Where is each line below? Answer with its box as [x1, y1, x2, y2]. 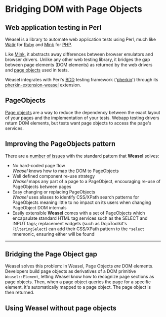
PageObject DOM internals [12, 204, 67, 210]
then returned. [5, 289, 35, 296]
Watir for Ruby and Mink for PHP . [5, 42, 73, 48]
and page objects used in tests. [5, 67, 69, 73]
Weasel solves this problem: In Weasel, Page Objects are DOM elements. [5, 263, 154, 269]
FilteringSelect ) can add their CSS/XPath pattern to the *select [12, 226, 145, 232]
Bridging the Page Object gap [5, 250, 97, 258]
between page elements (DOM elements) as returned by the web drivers [5, 62, 153, 67]
